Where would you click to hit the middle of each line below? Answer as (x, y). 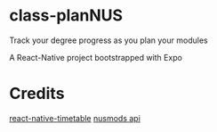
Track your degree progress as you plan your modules (108, 40)
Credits (37, 94)
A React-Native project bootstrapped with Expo (96, 57)
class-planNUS (66, 16)
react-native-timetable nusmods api (75, 118)
